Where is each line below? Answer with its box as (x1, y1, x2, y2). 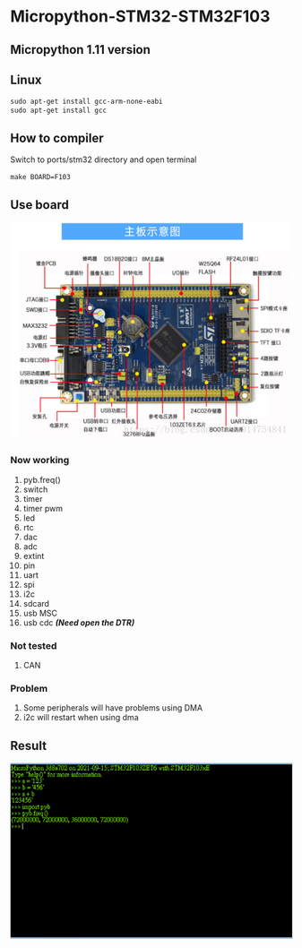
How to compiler (10, 130, 104, 145)
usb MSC (22, 608, 57, 618)
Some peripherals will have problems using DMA (22, 702, 203, 713)
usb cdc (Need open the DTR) (22, 616, 135, 628)
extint (22, 550, 45, 561)
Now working (10, 454, 70, 467)
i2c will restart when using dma (22, 712, 139, 723)
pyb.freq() (22, 474, 61, 485)
